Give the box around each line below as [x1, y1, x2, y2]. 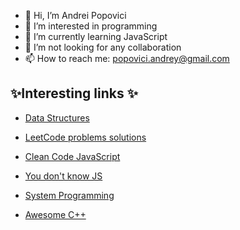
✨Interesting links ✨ [10, 85, 138, 102]
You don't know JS [24, 170, 103, 182]
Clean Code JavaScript [24, 150, 121, 162]
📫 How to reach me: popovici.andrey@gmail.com [24, 53, 230, 64]
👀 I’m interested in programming [24, 20, 158, 32]
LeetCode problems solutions [24, 131, 147, 143]
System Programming [24, 189, 115, 201]
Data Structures [24, 111, 90, 124]
